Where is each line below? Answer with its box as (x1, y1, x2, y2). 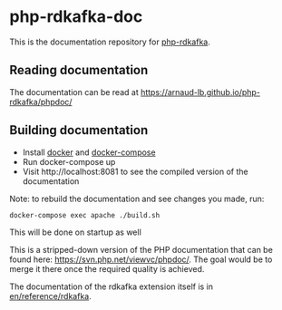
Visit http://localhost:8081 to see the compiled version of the (22, 166, 248, 177)
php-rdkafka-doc (9, 6, 143, 27)
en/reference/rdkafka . (9, 290, 92, 301)
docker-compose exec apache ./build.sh (9, 210, 160, 219)
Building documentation (9, 122, 149, 138)
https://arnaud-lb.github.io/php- (140, 86, 261, 97)
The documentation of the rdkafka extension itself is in (9, 281, 214, 292)
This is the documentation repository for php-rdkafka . (9, 36, 210, 47)
